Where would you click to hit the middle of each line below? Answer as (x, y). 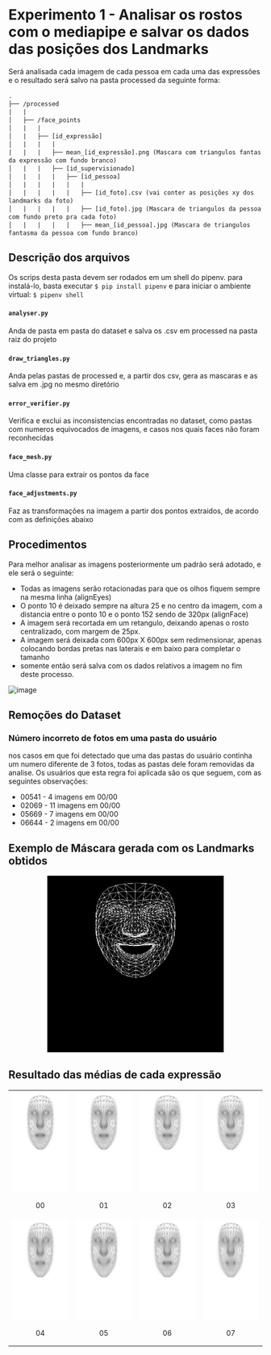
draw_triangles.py (39, 358)
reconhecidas (31, 438)
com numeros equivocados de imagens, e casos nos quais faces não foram (134, 429)
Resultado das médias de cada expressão (115, 1075)
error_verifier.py (39, 404)
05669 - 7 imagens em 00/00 (69, 814)
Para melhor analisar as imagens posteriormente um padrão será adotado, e (135, 564)
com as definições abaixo (51, 519)
